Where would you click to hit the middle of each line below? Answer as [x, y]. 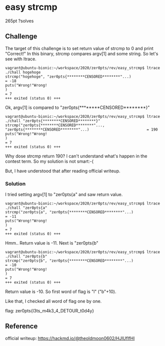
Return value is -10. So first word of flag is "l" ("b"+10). [61, 292]
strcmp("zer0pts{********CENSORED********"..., [55, 125]
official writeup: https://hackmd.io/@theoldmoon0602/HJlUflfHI [70, 338]
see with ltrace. [21, 59]
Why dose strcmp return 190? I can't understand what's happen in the [76, 156]
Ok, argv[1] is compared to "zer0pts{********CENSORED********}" [78, 107]
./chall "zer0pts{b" [26, 256]
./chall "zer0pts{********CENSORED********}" [53, 121]
